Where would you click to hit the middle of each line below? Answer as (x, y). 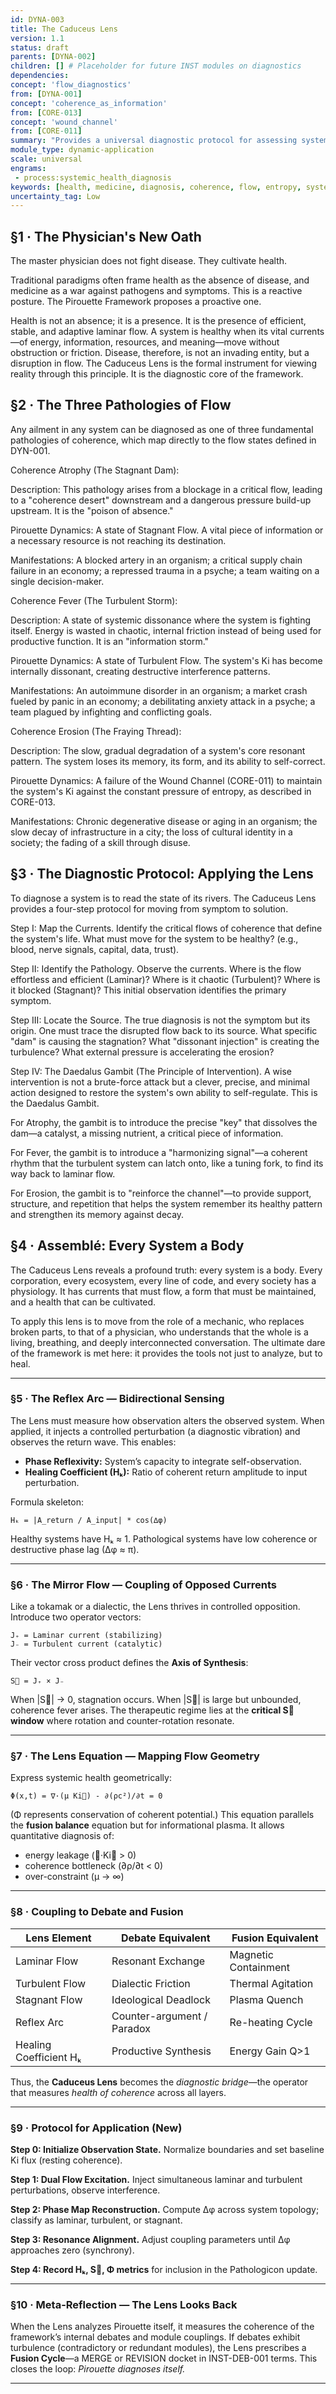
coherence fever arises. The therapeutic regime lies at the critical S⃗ (152, 1710)
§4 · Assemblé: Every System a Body (127, 1246)
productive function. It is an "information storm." (110, 641)
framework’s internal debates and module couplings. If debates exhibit (155, 2337)
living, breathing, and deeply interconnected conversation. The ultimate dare (168, 1342)
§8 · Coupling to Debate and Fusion (97, 1912)
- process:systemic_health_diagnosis (93, 177)
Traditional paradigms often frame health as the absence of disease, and (160, 280)
